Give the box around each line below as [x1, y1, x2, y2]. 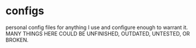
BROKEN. [5, 36, 29, 43]
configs [5, 4, 45, 18]
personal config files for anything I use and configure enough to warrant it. [5, 24, 188, 31]
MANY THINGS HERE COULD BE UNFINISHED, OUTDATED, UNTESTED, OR [5, 30, 191, 37]
